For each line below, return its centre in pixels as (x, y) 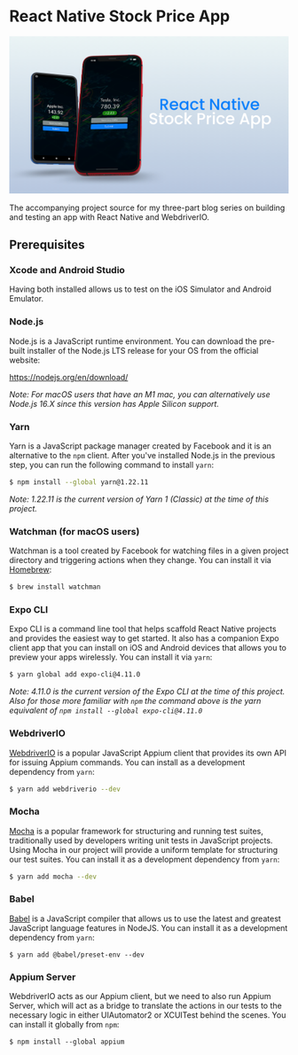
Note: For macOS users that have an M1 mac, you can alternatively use (140, 394)
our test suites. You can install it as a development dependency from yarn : (145, 859)
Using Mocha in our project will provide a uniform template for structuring (144, 849)
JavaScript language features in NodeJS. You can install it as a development (149, 927)
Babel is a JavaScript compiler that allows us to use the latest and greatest (145, 918)
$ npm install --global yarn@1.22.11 (79, 482)
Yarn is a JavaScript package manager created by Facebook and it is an (141, 446)
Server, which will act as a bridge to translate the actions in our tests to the (145, 1006)
